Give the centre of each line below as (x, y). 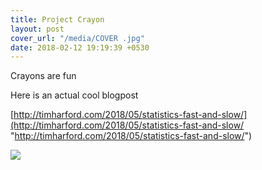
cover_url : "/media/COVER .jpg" (77, 38)
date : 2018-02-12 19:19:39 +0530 (80, 47)
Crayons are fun (43, 76)
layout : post (37, 29)
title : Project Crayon (57, 19)
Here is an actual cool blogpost (74, 95)
